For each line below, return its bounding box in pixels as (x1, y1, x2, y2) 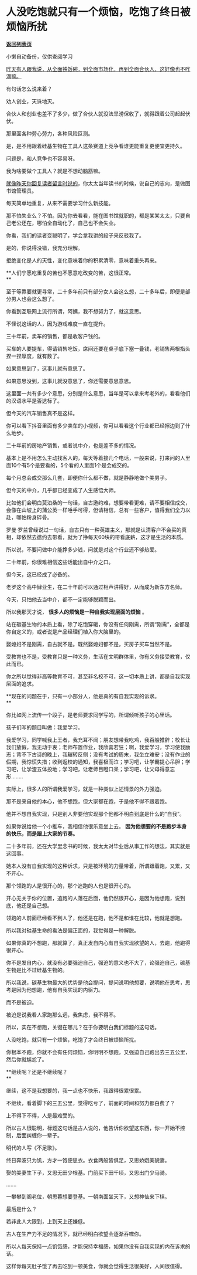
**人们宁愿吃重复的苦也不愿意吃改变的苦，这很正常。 (6, 269, 134, 276)
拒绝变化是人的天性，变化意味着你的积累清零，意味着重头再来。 (6, 256, 160, 264)
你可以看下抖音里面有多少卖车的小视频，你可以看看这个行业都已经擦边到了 (6, 422, 185, 429)
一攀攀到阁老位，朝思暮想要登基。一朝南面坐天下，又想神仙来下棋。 (6, 1193, 170, 1200)
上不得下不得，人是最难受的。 (6, 1112, 78, 1119)
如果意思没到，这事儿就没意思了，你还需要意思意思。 (6, 377, 134, 384)
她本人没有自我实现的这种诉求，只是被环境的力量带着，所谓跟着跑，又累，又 (6, 862, 191, 869)
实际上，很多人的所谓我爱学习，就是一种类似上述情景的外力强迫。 (6, 785, 165, 792)
